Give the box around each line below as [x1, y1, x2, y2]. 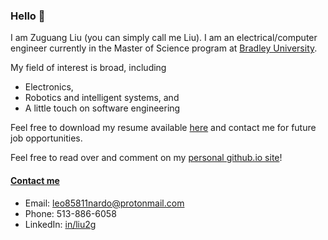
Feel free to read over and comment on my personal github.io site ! [10, 152, 283, 164]
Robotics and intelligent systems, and [24, 92, 180, 104]
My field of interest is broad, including [10, 62, 167, 74]
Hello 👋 [10, 9, 46, 23]
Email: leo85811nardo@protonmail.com [24, 197, 185, 209]
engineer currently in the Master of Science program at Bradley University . [10, 42, 318, 54]
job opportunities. [10, 132, 83, 144]
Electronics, [24, 81, 74, 93]
